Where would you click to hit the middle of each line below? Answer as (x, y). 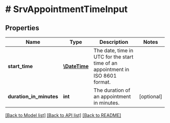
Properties (22, 28)
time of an (105, 63)
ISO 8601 (105, 76)
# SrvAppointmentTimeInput (67, 9)
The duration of (112, 90)
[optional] (151, 97)
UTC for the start (113, 57)
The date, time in (113, 50)
